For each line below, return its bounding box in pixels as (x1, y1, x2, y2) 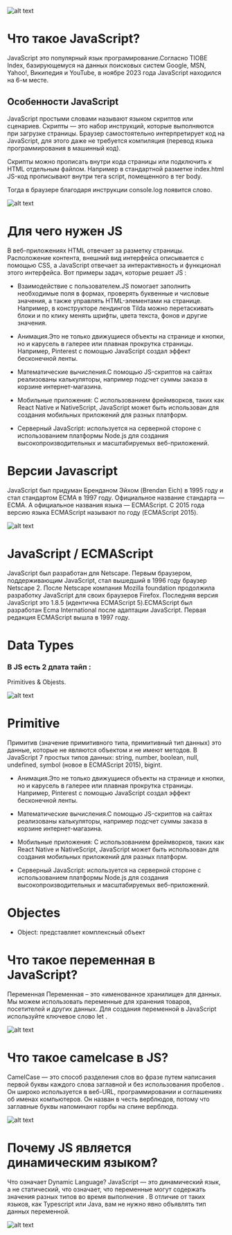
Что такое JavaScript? (7, 31, 141, 46)
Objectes (7, 905, 61, 921)
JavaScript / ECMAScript (7, 545, 154, 561)
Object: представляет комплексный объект (17, 928, 145, 936)
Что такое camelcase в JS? (7, 1050, 168, 1066)
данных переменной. (7, 1207, 71, 1216)
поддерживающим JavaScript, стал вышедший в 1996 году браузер (7, 576, 207, 584)
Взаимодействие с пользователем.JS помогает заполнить (17, 282, 191, 290)
